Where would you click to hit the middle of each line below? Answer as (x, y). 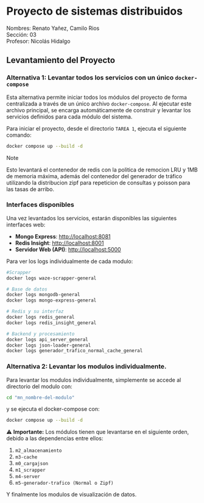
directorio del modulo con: (40, 386)
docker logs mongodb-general (43, 295)
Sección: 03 (21, 34)
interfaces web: (26, 225)
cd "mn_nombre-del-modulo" (40, 397)
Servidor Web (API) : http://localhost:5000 (68, 249)
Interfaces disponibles (40, 204)
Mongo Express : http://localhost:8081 (63, 236)
